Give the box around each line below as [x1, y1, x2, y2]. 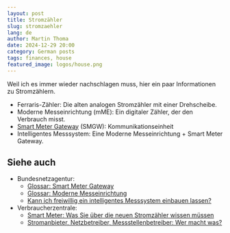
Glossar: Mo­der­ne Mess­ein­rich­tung [27, 189, 127, 197]
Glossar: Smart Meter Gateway [27, 182, 114, 191]
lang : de [7, 29, 32, 36]
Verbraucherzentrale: [16, 204, 77, 212]
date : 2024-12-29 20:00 [7, 42, 75, 49]
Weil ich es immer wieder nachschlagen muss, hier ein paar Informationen [7, 79, 216, 88]
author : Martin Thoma [7, 36, 69, 42]
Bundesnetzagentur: [16, 175, 75, 183]
